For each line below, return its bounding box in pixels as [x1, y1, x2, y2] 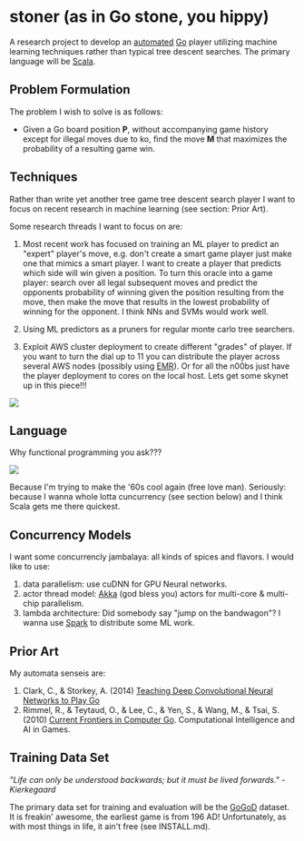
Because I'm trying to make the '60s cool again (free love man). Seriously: [9, 481, 287, 492]
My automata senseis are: [9, 668, 106, 678]
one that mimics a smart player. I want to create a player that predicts [22, 257, 282, 269]
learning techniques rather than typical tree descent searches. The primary [9, 45, 290, 56]
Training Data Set [9, 750, 110, 766]
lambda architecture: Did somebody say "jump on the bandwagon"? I [22, 608, 281, 618]
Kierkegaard [9, 784, 56, 795]
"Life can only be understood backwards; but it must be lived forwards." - [9, 774, 286, 785]
